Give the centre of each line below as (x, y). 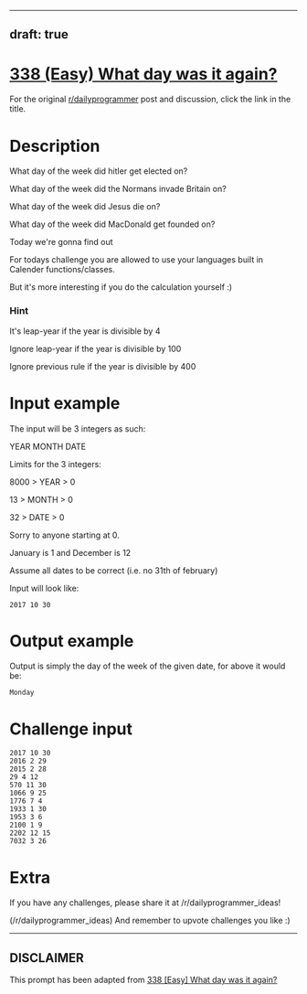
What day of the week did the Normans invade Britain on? (118, 189)
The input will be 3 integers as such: (78, 428)
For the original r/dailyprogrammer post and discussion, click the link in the (150, 99)
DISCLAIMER (47, 958)
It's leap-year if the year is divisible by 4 (85, 331)
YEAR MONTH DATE (48, 446)
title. (18, 109)
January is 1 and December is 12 (70, 552)
